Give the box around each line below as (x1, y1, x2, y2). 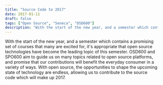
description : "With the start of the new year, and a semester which (5, 25, 149, 30)
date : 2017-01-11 (5, 12, 40, 17)
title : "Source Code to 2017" (5, 7, 66, 12)
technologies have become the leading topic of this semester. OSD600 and (5, 49, 155, 55)
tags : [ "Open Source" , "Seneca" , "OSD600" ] (5, 20, 95, 26)
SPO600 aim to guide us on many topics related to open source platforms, (5, 54, 153, 60)
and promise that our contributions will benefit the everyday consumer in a (5, 59, 154, 65)
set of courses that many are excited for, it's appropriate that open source (5, 44, 153, 50)
